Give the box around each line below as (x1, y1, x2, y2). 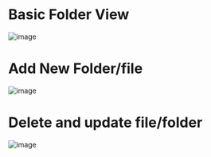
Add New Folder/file (8, 59, 143, 78)
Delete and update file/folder (8, 113, 203, 132)
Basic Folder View (8, 6, 130, 24)
